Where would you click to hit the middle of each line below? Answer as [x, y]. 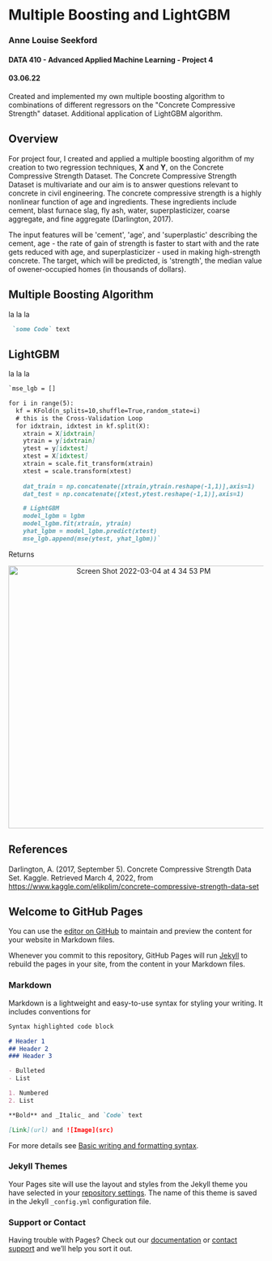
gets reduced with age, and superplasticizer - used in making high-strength [134, 252]
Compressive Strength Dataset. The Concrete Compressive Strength [123, 175]
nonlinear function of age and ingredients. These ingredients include [123, 201]
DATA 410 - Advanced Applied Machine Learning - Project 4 [111, 59]
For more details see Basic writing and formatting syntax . [104, 1145]
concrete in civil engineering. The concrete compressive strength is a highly [135, 193]
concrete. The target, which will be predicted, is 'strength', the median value [135, 260]
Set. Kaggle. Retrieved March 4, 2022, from [81, 877]
